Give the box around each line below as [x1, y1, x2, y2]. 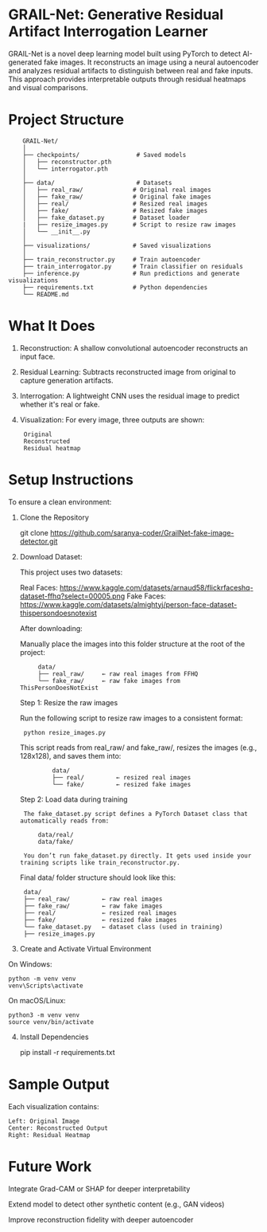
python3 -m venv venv [8, 1010, 80, 1019]
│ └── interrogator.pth [22, 165, 109, 173]
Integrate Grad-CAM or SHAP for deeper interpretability [8, 1183, 191, 1193]
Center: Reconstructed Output [8, 1124, 109, 1132]
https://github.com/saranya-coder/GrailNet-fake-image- [50, 528, 234, 537]
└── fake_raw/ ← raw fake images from [37, 677, 180, 685]
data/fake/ [37, 838, 74, 846]
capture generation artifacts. [19, 375, 114, 385]
